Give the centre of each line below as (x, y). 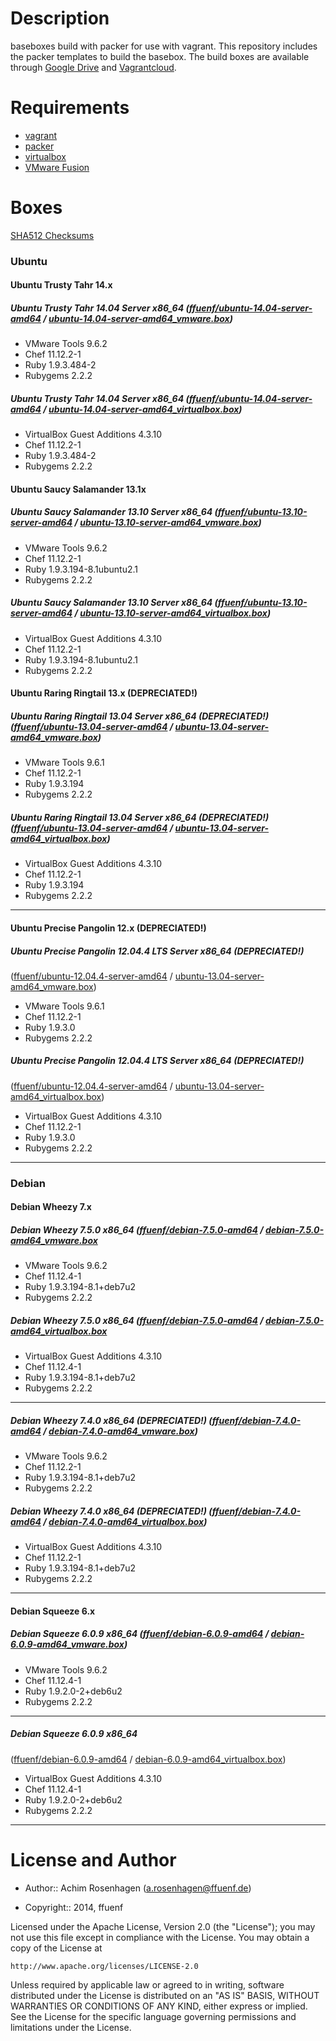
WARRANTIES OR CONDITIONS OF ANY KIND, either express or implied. (159, 2006)
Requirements (70, 108)
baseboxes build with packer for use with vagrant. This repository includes (164, 46)
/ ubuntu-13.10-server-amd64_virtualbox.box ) (173, 613)
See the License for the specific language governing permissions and (153, 2016)
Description (60, 18)
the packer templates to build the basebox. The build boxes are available (160, 56)
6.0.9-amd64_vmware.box (67, 1644)
